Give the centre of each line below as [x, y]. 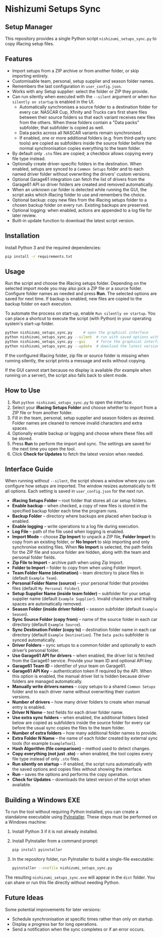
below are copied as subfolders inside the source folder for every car [81, 723]
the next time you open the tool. [44, 449]
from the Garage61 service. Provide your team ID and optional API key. [82, 661]
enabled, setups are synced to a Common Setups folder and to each [78, 169]
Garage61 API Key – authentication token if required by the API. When [82, 671]
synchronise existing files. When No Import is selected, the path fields [82, 547]
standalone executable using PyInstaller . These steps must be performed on [81, 817]
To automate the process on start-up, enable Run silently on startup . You [80, 313]
